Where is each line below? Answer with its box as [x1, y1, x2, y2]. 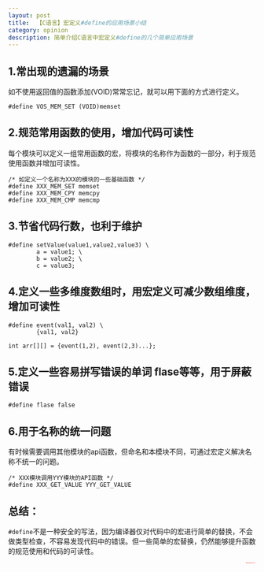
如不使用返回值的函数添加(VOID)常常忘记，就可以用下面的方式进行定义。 [8, 87, 244, 97]
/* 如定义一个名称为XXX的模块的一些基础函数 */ [8, 175, 145, 184]
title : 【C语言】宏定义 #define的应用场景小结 [8, 19, 147, 27]
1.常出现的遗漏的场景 [8, 65, 110, 78]
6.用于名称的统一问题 [8, 425, 112, 438]
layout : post [8, 11, 51, 20]
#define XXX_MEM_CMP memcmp [8, 196, 101, 204]
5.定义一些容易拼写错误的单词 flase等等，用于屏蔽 [8, 365, 252, 378]
